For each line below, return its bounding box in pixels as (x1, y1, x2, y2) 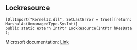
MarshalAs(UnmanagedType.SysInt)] (5, 21, 78, 26)
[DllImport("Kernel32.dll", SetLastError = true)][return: (5, 17, 132, 22)
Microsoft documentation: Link (5, 39, 69, 45)
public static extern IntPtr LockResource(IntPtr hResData (5, 26, 132, 31)
